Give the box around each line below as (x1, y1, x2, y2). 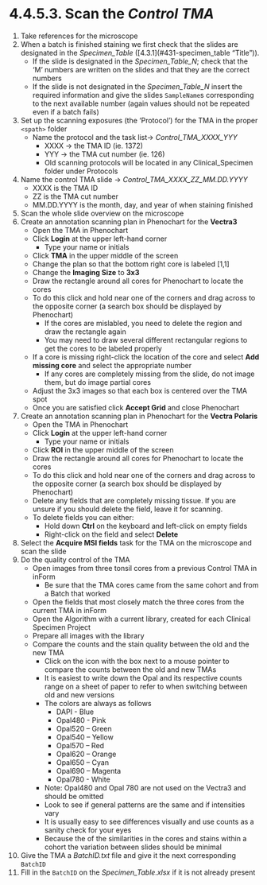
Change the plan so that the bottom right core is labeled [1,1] (32, 259, 230, 269)
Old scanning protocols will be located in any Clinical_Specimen (44, 157, 253, 167)
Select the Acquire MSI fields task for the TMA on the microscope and (20, 538, 253, 547)
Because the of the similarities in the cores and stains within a (44, 833, 247, 843)
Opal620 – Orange (56, 749, 117, 759)
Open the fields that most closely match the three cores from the (32, 597, 245, 607)
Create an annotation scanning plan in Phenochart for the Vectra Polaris (20, 411, 258, 421)
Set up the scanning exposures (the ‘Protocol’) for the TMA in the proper (20, 115, 258, 125)
